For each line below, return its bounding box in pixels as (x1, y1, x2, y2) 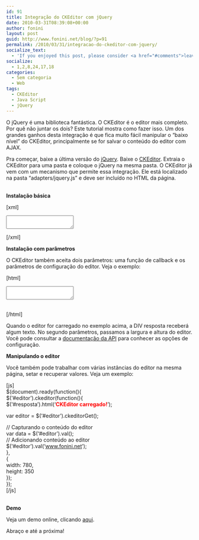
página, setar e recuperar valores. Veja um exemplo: (6, 370, 134, 377)
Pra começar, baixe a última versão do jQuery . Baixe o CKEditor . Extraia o (6, 155, 185, 162)
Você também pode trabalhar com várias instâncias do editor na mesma (6, 364, 182, 371)
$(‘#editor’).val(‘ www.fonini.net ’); (6, 442, 87, 449)
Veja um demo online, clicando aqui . (6, 516, 95, 523)
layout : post (6, 31, 38, 37)
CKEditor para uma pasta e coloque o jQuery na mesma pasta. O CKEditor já (6, 161, 192, 169)
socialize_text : (6, 47, 46, 53)
